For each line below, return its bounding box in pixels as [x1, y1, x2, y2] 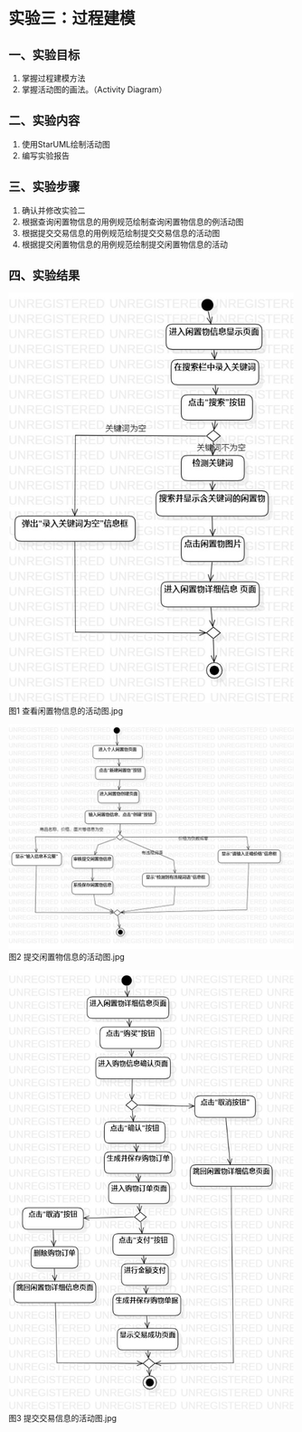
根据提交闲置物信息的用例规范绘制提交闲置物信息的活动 [21, 239, 228, 250]
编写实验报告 [21, 150, 70, 161]
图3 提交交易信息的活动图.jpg [8, 1413, 118, 1424]
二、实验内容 [8, 113, 80, 128]
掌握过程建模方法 [21, 73, 86, 83]
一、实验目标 [8, 47, 80, 62]
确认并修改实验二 [21, 204, 86, 215]
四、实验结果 [8, 268, 80, 283]
